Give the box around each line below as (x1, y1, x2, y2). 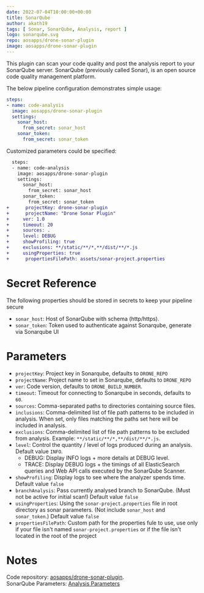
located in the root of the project (15, 532, 97, 539)
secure (6, 303, 24, 311)
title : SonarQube (6, 15, 51, 21)
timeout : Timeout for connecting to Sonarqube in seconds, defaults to (15, 389, 191, 396)
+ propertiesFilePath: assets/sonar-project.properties (6, 256, 166, 262)
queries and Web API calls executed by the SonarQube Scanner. (24, 467, 186, 474)
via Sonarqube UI (15, 328, 59, 335)
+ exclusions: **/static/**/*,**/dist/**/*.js (6, 245, 138, 251)
